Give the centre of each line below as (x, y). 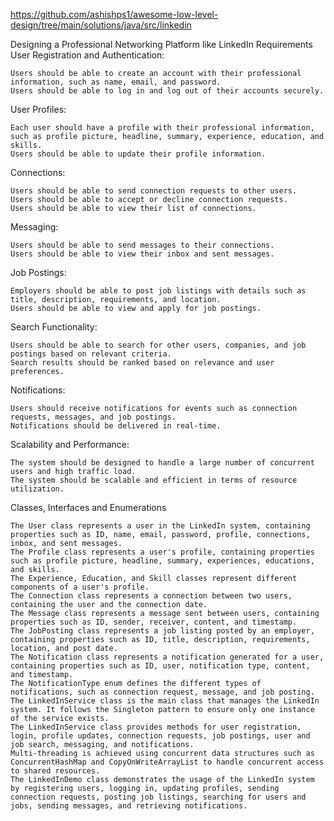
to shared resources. (55, 771)
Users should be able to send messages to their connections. (142, 245)
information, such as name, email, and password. (116, 82)
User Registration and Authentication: (87, 55)
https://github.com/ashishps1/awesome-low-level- (114, 14)
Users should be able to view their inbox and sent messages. (142, 254)
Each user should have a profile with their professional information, (162, 128)
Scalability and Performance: (70, 444)
